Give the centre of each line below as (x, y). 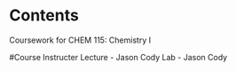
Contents (44, 16)
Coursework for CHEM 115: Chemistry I (80, 40)
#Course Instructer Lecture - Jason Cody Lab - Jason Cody (118, 57)
